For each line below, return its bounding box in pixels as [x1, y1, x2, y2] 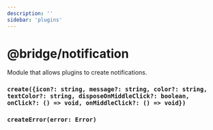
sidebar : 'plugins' [7, 16, 63, 23]
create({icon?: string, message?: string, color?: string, [7, 86, 208, 93]
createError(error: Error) [7, 116, 97, 124]
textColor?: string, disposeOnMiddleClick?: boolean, [7, 92, 190, 100]
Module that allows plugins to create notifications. [7, 68, 147, 77]
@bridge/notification [7, 46, 129, 62]
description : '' [7, 10, 53, 17]
